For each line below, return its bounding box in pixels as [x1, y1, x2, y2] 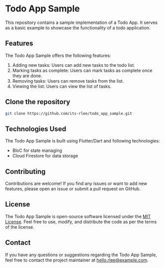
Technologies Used [5, 125, 66, 133]
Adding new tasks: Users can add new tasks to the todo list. [12, 62, 135, 68]
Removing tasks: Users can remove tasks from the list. [12, 78, 124, 84]
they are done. [12, 73, 42, 79]
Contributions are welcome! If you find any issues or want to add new [5, 180, 148, 187]
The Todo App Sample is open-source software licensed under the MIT [5, 213, 151, 219]
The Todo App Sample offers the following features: [5, 52, 111, 58]
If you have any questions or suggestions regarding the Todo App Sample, [5, 252, 158, 258]
